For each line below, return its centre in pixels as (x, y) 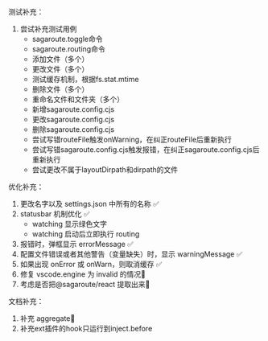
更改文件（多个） (60, 69)
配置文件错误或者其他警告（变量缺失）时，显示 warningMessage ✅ (131, 254)
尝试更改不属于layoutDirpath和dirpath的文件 (105, 170)
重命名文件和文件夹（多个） (78, 99)
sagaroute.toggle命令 (67, 39)
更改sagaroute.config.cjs (73, 119)
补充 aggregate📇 (47, 318)
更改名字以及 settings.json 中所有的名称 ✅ (89, 204)
